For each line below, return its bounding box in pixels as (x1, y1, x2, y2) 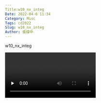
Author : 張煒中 (5, 29, 33, 34)
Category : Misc (5, 16, 36, 21)
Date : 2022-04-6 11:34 (5, 12, 51, 16)
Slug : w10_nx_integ (5, 25, 44, 30)
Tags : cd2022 (5, 20, 31, 26)
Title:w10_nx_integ (5, 7, 44, 12)
